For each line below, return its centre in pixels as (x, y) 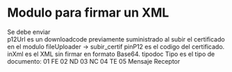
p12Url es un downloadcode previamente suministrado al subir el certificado (116, 39)
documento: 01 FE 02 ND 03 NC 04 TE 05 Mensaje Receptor (94, 61)
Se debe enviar (29, 32)
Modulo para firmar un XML (88, 13)
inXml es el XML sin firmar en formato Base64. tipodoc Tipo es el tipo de (111, 54)
